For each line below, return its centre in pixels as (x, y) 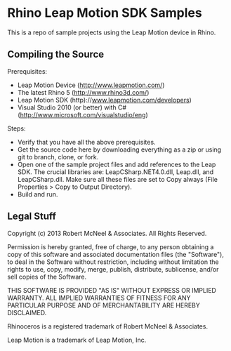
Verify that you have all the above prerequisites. (86, 142)
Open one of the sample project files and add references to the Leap (117, 164)
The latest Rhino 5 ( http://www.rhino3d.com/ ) (83, 92)
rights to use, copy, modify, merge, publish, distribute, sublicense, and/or (113, 269)
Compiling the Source (56, 54)
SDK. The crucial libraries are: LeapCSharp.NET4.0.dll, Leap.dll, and (115, 172)
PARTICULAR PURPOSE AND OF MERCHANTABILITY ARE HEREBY (104, 305)
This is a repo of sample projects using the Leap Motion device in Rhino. (112, 32)
